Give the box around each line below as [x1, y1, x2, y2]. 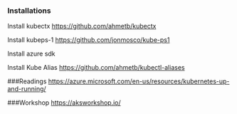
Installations [7, 6, 51, 16]
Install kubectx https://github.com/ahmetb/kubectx [7, 22, 157, 31]
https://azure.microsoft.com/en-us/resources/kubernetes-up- [48, 77, 230, 85]
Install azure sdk [7, 49, 56, 58]
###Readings [7, 77, 47, 85]
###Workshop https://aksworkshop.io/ [7, 98, 121, 107]
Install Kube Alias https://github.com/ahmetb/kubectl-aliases [7, 63, 185, 72]
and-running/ [7, 85, 46, 93]
